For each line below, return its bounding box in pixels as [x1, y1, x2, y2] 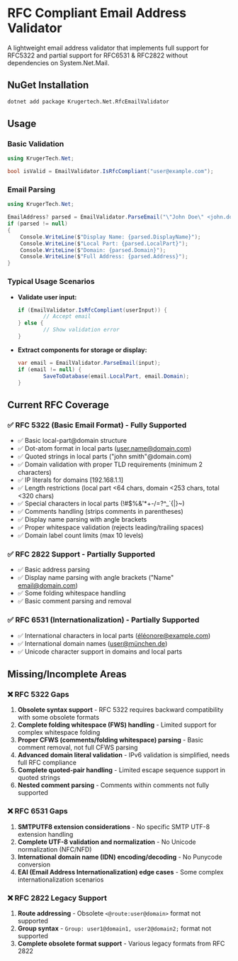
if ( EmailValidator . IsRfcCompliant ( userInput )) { [17, 307, 168, 314]
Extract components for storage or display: [17, 346, 147, 354]
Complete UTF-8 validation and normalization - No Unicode [17, 838, 196, 846]
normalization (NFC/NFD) [17, 845, 92, 853]
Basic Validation [7, 138, 64, 148]
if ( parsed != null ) [7, 220, 69, 228]
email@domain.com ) [17, 581, 78, 590]
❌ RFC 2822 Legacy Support [7, 893, 108, 903]
